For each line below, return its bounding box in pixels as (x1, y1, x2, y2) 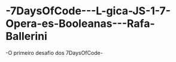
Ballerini (5, 30, 47, 43)
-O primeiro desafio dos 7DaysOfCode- (5, 49, 103, 56)
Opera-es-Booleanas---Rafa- (5, 17, 155, 30)
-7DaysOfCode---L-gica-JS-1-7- (5, 4, 171, 18)
